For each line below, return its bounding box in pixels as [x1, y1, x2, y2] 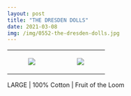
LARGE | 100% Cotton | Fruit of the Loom [7, 81, 125, 89]
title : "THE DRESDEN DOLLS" [7, 17, 89, 24]
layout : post [7, 10, 45, 17]
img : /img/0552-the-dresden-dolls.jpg [7, 29, 120, 37]
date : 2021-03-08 [7, 23, 58, 30]
